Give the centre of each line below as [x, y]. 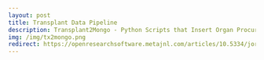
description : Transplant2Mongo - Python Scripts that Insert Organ [121, 30]
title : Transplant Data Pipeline [63, 23]
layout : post [29, 15]
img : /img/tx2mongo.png [47, 37]
